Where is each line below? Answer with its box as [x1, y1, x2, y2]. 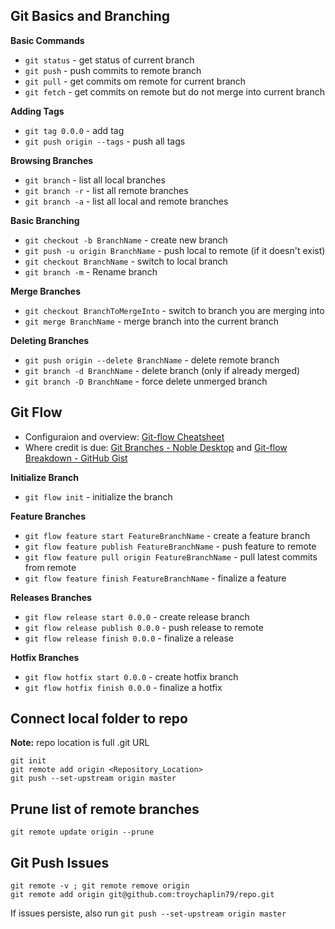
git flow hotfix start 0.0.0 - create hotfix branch [24, 670, 239, 683]
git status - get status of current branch [24, 54, 195, 66]
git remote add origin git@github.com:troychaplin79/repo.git [10, 890, 275, 900]
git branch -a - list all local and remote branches [24, 195, 229, 207]
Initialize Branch [10, 471, 80, 483]
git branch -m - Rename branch [24, 265, 158, 278]
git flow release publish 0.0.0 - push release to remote [24, 621, 264, 633]
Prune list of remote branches [10, 800, 200, 818]
